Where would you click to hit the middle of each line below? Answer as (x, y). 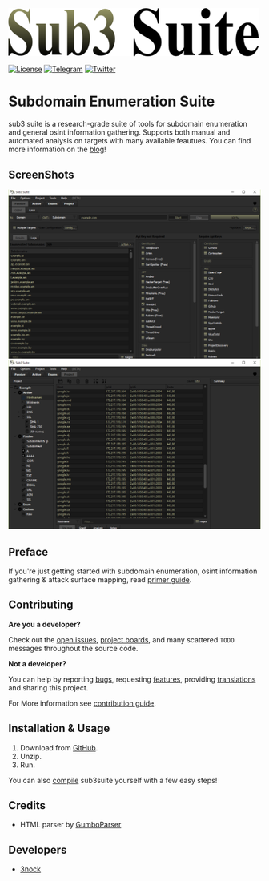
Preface (28, 552)
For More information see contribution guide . (82, 703)
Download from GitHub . (59, 747)
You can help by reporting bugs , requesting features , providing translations (132, 679)
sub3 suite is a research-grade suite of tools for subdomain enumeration (128, 124)
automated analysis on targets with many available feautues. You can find (130, 141)
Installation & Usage (59, 728)
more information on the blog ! (57, 149)
